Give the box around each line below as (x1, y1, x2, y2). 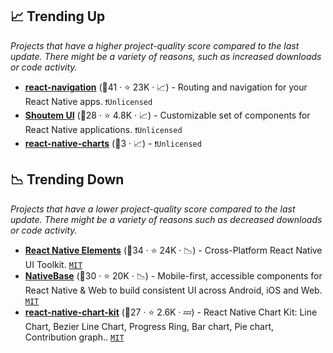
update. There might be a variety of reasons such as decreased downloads (10, 213, 323, 225)
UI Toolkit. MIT (24, 258, 83, 270)
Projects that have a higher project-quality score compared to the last (10, 39, 300, 52)
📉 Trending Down (10, 171, 125, 188)
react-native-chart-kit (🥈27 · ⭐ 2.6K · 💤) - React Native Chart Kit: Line (24, 306, 318, 318)
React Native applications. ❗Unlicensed (24, 123, 183, 135)
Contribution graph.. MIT (24, 331, 125, 343)
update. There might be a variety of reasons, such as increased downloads (10, 50, 322, 62)
